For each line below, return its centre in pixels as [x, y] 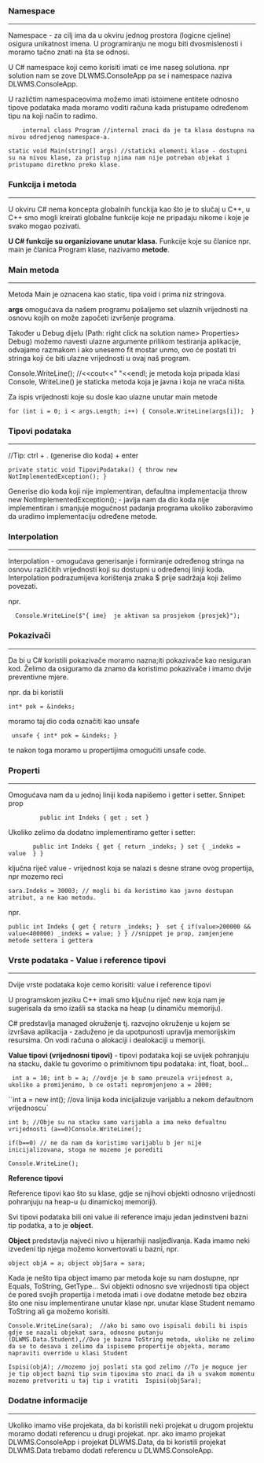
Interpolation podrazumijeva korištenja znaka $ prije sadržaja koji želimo [125, 578]
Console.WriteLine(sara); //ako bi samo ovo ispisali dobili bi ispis [128, 1326]
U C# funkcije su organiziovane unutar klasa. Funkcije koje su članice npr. [130, 241]
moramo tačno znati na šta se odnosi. [69, 52]
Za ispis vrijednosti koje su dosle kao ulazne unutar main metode [113, 397]
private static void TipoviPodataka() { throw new [93, 470]
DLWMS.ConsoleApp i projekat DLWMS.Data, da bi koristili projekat [117, 1442]
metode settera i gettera [50, 941]
